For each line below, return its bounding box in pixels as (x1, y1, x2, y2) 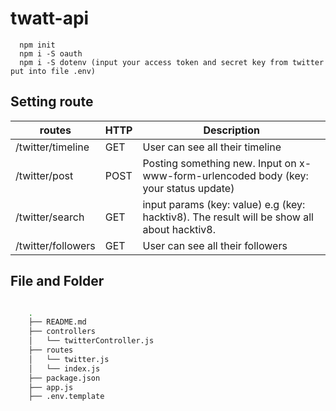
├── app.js (28, 382, 74, 392)
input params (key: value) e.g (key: (142, 197, 306, 211)
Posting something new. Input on (142, 156, 297, 170)
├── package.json (28, 373, 101, 383)
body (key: (258, 168, 309, 182)
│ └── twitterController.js (28, 336, 155, 346)
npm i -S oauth (19, 48, 83, 59)
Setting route (10, 93, 94, 111)
